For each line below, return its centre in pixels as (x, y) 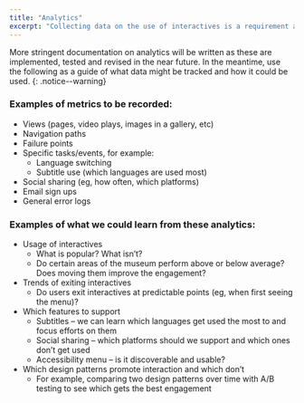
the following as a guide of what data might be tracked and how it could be (149, 71)
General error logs (57, 201)
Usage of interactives (62, 245)
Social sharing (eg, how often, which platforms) (111, 181)
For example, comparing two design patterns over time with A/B (155, 379)
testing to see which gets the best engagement (124, 389)
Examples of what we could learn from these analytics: (133, 225)
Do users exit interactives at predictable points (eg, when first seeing (164, 293)
